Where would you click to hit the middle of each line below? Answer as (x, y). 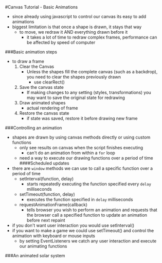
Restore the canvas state (44, 113)
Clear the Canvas (37, 66)
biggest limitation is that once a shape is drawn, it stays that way (77, 27)
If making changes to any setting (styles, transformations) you (89, 92)
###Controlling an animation (34, 128)
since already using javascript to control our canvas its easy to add (79, 16)
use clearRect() (49, 82)
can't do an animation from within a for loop (71, 153)
